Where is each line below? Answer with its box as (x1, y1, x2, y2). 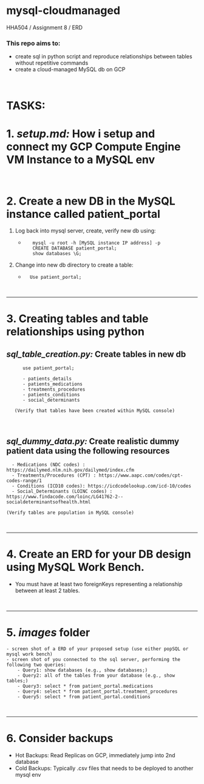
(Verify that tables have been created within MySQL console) (14, 408, 175, 414)
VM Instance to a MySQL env (6, 153, 155, 166)
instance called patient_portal (6, 207, 161, 221)
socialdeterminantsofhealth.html (6, 499, 91, 505)
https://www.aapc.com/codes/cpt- (98, 472, 183, 478)
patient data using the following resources (6, 446, 170, 456)
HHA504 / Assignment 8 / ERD (6, 24, 83, 31)
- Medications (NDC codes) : (12, 462, 86, 468)
